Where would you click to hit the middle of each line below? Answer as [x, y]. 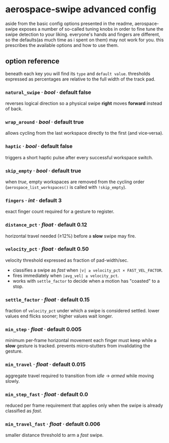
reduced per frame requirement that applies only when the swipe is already [84, 405]
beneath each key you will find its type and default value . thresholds [78, 73]
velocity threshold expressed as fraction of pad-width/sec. [67, 260]
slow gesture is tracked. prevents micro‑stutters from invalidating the [78, 346]
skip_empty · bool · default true [43, 170]
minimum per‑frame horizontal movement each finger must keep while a [81, 340]
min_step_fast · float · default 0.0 [47, 394]
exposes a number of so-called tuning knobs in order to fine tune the [91, 29]
